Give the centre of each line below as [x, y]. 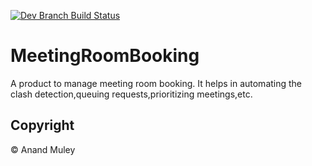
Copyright [42, 125]
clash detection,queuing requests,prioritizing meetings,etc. [131, 94]
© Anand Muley [43, 149]
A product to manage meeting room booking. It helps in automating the [156, 83]
